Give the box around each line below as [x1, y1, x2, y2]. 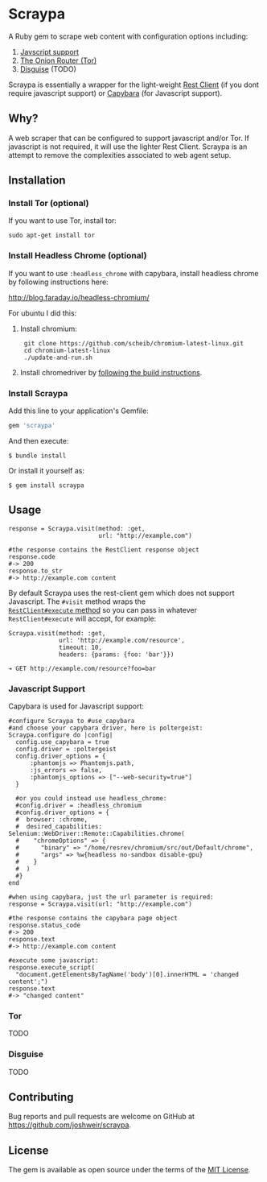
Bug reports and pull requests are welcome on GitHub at [8, 1112, 195, 1122]
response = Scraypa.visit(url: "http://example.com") [8, 900, 193, 908]
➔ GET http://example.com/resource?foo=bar [8, 664, 157, 672]
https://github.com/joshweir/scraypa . [8, 1120, 131, 1130]
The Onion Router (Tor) [19, 56, 97, 65]
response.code [8, 552, 56, 560]
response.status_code [8, 921, 81, 930]
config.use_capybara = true [15, 738, 110, 746]
